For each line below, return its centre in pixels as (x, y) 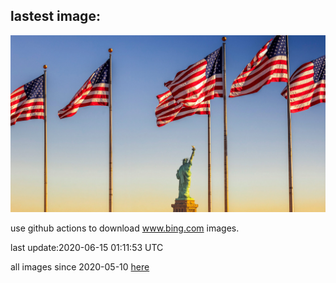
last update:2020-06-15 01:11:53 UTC (87, 248)
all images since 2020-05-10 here (80, 267)
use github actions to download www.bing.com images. (125, 228)
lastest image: (55, 16)
